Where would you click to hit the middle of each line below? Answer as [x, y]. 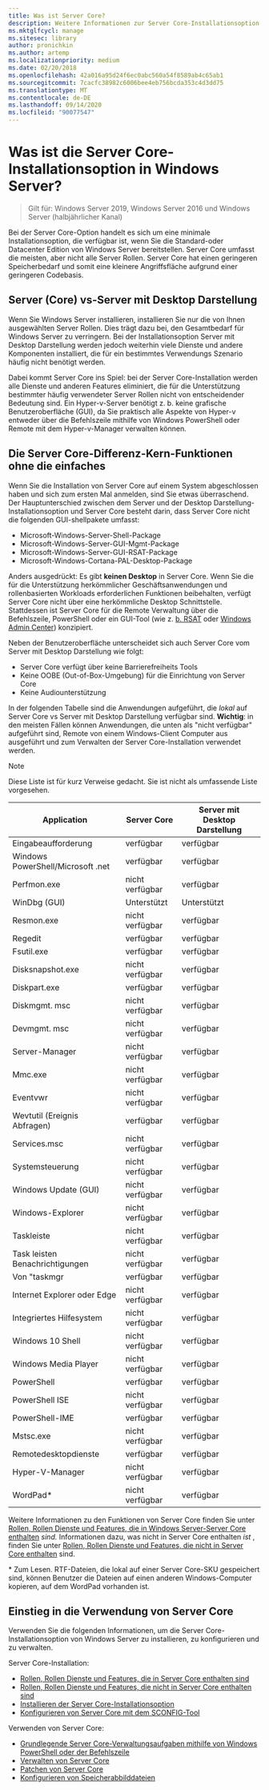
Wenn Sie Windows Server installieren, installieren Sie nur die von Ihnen [127, 319]
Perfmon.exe [36, 884]
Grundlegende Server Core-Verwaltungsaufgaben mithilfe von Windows [139, 1744]
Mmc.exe [30, 1074]
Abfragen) [32, 1125]
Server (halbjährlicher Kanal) [75, 216]
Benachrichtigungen [50, 1264]
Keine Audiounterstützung [63, 692]
